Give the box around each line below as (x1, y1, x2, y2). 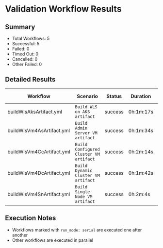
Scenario (77, 93, 98, 99)
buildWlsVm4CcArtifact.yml (7, 148, 70, 155)
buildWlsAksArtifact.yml (7, 108, 62, 115)
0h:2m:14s (128, 148, 154, 155)
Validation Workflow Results (5, 3, 122, 15)
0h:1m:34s (128, 127, 154, 134)
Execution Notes (5, 214, 56, 222)
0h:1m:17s (128, 108, 154, 115)
